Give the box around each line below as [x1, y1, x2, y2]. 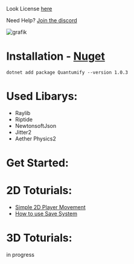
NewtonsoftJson [14, 122, 56, 129]
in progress [6, 251, 35, 258]
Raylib [14, 109, 31, 116]
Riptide [14, 116, 33, 123]
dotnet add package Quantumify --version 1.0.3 [6, 69, 129, 75]
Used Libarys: [6, 90, 78, 103]
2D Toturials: [6, 184, 72, 198]
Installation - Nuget [6, 49, 106, 63]
